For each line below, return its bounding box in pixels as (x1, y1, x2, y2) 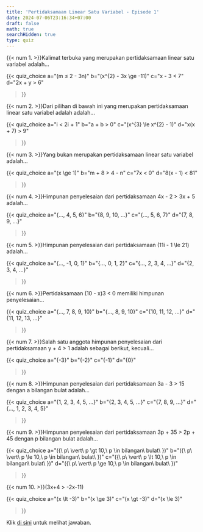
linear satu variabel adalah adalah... (6, 109, 96, 116)
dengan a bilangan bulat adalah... (6, 387, 90, 394)
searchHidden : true (6, 32, 56, 38)
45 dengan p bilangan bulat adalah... (6, 435, 99, 442)
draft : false (6, 20, 40, 26)
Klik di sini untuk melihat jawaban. (6, 519, 91, 526)
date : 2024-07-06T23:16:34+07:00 (6, 15, 91, 21)
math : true (6, 26, 34, 32)
